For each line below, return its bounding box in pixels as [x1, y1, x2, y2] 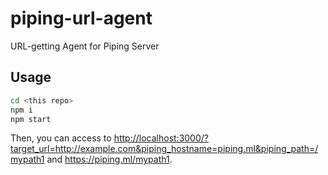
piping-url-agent [10, 7, 153, 30]
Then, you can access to [10, 132, 112, 144]
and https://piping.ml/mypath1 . [46, 153, 173, 166]
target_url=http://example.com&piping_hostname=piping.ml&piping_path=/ [10, 143, 319, 155]
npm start [10, 114, 52, 124]
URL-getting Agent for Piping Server [10, 40, 160, 52]
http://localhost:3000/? [113, 132, 209, 144]
